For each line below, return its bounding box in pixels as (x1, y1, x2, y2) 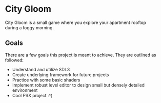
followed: (5, 57, 24, 63)
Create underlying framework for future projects (12, 72, 109, 78)
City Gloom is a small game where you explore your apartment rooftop (5, 20, 146, 25)
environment (12, 87, 38, 93)
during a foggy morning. (5, 24, 54, 30)
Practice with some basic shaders (12, 77, 80, 82)
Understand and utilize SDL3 (12, 66, 70, 72)
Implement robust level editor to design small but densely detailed (12, 82, 145, 88)
